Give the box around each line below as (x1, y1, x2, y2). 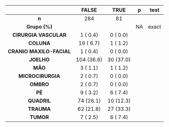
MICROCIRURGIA (18, 73, 61, 79)
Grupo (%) (26, 23, 52, 30)
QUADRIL (27, 97, 51, 104)
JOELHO (28, 56, 50, 63)
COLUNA (28, 40, 51, 47)
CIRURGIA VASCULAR (12, 31, 67, 38)
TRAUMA (27, 106, 51, 112)
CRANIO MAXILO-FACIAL (8, 48, 71, 55)
